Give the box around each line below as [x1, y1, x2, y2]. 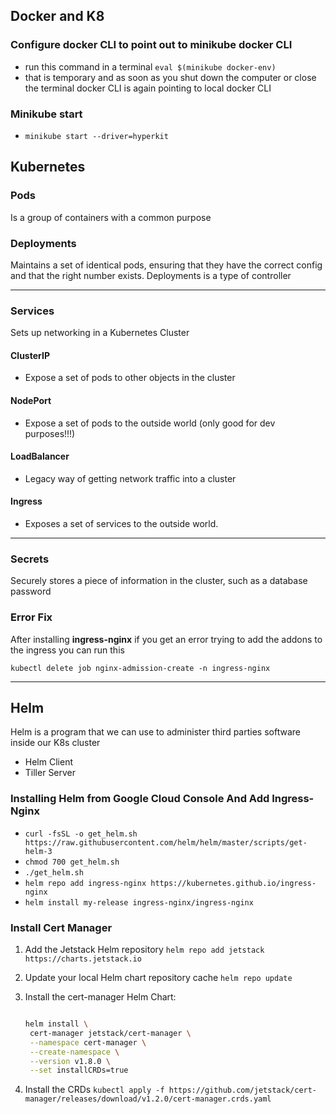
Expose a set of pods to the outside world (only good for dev [24, 417, 276, 429]
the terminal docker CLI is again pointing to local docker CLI [24, 82, 272, 94]
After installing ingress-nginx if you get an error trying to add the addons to [10, 633, 323, 645]
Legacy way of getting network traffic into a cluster [24, 472, 237, 484]
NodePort [10, 395, 52, 407]
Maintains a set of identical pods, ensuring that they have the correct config [10, 259, 323, 271]
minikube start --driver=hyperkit [24, 131, 169, 141]
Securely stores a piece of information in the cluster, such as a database [10, 575, 308, 587]
